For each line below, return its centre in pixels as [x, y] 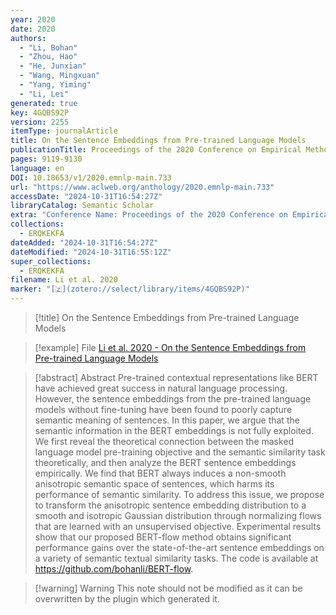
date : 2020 [33, 29]
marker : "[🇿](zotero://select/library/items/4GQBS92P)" [130, 289]
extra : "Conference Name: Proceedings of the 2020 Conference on [149, 215]
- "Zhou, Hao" [48, 57]
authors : [28, 38]
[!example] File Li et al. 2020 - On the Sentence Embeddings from [170, 347]
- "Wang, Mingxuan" [60, 76]
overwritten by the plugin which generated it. [127, 599]
